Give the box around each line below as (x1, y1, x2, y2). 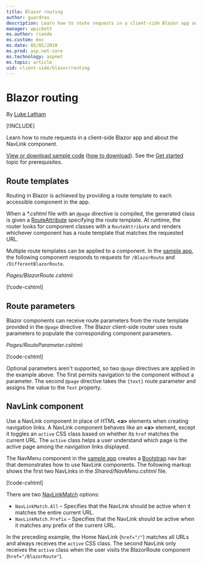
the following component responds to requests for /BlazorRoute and (6, 254, 176, 261)
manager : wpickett (6, 25, 52, 32)
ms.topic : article (6, 59, 52, 65)
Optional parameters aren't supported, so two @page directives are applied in (6, 364, 195, 372)
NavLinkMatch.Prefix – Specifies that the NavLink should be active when (14, 515, 195, 522)
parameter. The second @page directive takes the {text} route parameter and (6, 377, 196, 384)
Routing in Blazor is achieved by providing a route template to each (6, 192, 173, 199)
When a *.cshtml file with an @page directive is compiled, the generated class (6, 210, 195, 217)
